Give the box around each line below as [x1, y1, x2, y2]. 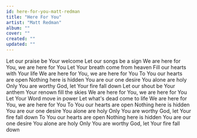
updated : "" [6, 42, 35, 48]
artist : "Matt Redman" [6, 19, 62, 25]
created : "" [6, 36, 35, 42]
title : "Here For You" [6, 14, 62, 20]
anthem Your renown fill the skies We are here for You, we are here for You [6, 89, 187, 96]
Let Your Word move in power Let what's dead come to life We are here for [6, 95, 187, 102]
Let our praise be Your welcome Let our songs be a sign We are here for [6, 57, 181, 65]
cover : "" [6, 31, 31, 36]
